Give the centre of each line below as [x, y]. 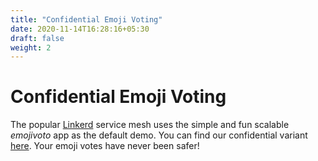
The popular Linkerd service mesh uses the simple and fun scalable [150, 125]
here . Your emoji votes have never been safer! [105, 146]
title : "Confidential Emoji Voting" [86, 19]
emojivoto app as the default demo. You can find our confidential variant [159, 135]
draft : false [37, 38]
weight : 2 [31, 47]
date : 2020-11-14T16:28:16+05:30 [80, 29]
